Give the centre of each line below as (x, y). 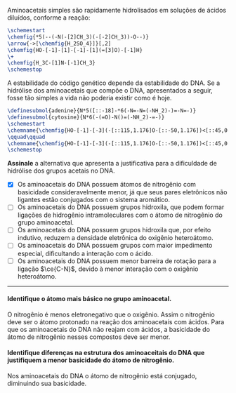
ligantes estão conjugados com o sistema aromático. (94, 200)
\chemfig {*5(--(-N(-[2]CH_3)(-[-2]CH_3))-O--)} (78, 37)
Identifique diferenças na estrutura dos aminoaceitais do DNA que (106, 353)
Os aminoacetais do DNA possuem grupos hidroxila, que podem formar (121, 207)
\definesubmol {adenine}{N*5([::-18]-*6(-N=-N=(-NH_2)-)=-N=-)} (102, 111)
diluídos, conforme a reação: (49, 18)
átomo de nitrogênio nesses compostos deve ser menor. (89, 337)
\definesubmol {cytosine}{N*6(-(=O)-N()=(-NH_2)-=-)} (86, 117)
